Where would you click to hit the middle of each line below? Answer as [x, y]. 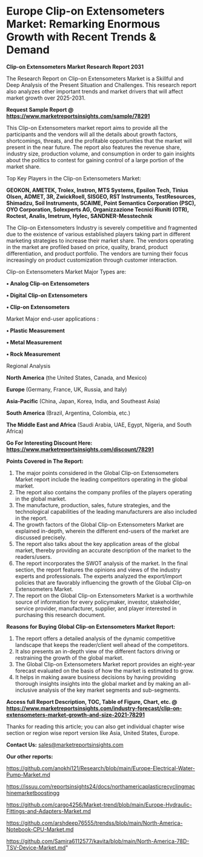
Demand [28, 50]
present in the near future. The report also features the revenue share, [94, 147]
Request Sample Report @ [40, 109]
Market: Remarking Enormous [83, 24]
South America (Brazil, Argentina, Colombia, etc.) [68, 413]
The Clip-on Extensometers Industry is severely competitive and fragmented [102, 227]
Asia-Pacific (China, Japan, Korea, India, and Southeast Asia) [83, 401]
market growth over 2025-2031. [46, 98]
